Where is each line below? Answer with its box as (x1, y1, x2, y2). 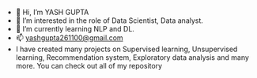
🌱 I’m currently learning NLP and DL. (15, 24, 134, 33)
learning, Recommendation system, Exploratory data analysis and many (15, 53, 249, 62)
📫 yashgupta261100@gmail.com (15, 33, 124, 43)
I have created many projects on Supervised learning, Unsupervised (15, 44, 238, 54)
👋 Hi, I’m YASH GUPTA (15, 8, 89, 17)
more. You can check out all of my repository (15, 61, 163, 70)
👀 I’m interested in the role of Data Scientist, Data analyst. (15, 16, 204, 25)
